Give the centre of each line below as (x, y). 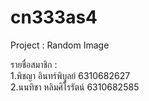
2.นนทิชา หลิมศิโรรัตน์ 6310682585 (75, 87)
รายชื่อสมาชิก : (34, 64)
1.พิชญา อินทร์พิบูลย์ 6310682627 (70, 75)
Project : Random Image (60, 45)
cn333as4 (54, 17)
